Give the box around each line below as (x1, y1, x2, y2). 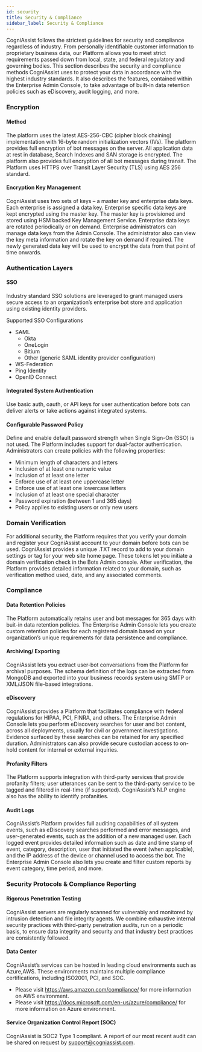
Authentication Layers (6, 263, 74, 272)
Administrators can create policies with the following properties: (6, 447, 165, 454)
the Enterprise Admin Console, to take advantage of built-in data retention (6, 82, 190, 89)
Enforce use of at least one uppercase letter (14, 478, 125, 485)
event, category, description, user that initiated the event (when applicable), (6, 845, 195, 853)
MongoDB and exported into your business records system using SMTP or (6, 674, 191, 681)
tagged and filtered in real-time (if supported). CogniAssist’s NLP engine (6, 786, 186, 793)
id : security (6, 8, 39, 15)
